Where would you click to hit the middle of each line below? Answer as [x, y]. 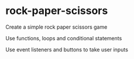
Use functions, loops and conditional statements [64, 38]
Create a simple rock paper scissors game [56, 27]
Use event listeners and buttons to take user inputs [67, 49]
